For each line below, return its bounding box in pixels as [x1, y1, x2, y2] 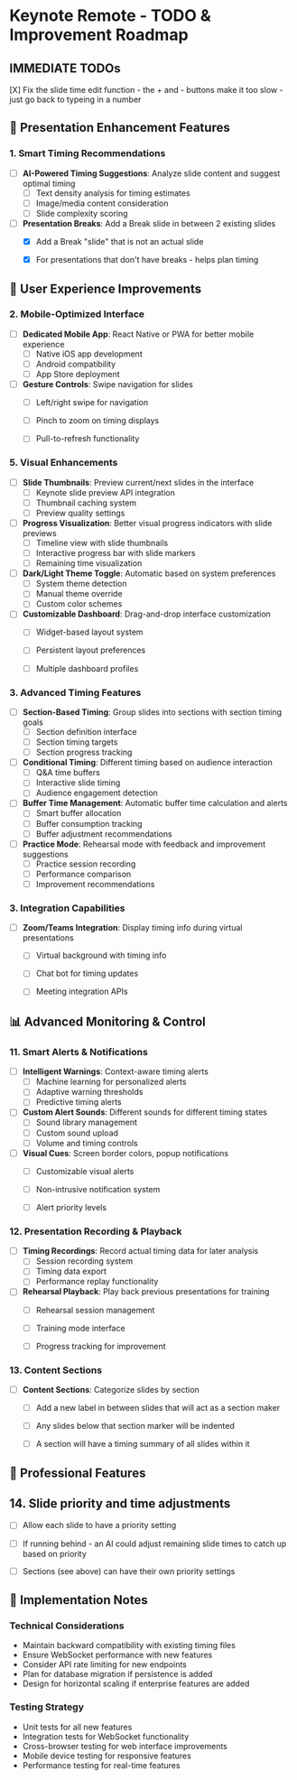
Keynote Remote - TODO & [9, 5, 212, 26]
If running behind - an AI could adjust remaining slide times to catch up [22, 1538, 287, 1549]
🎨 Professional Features [9, 1465, 146, 1480]
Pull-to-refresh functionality [35, 433, 140, 444]
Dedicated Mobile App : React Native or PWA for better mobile [22, 329, 255, 339]
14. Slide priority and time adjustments [9, 1496, 231, 1512]
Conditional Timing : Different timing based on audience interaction [22, 757, 274, 768]
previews [22, 527, 57, 538]
